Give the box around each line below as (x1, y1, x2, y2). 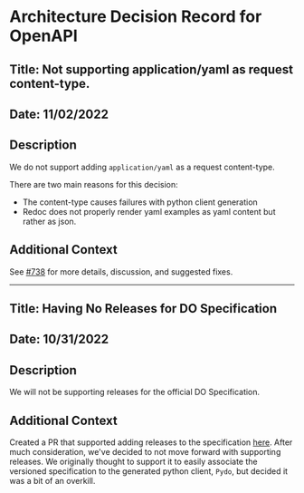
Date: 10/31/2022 (9, 332, 109, 347)
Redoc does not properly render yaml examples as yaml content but (22, 206, 276, 217)
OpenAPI (9, 25, 79, 46)
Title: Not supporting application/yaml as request (9, 62, 294, 77)
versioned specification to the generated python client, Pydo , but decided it (9, 466, 288, 477)
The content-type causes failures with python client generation (22, 197, 258, 208)
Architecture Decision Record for (9, 6, 262, 27)
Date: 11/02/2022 (9, 106, 109, 121)
